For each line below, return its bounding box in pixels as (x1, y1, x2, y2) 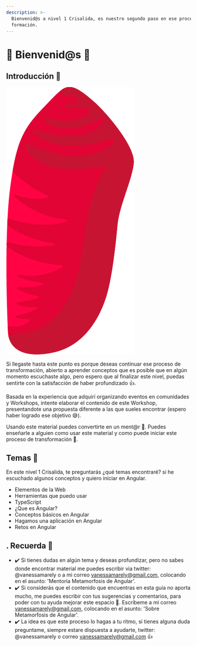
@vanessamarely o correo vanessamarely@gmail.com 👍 (14, 633, 153, 640)
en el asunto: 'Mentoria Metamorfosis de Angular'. (14, 578, 136, 584)
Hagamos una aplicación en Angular (14, 517, 103, 524)
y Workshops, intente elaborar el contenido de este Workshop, (6, 400, 157, 407)
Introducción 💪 (6, 71, 61, 81)
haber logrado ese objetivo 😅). (6, 412, 81, 419)
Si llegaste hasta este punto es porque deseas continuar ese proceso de (6, 360, 181, 367)
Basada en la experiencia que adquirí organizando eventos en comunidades (6, 393, 189, 400)
